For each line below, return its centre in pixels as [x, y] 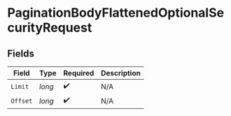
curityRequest [50, 28]
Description [121, 73]
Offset [22, 101]
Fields [21, 53]
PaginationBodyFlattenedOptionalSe [116, 13]
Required [79, 73]
